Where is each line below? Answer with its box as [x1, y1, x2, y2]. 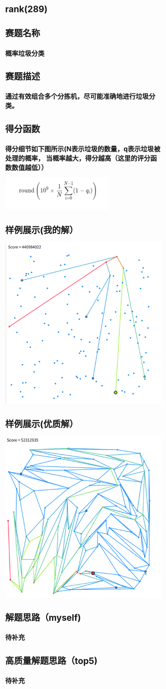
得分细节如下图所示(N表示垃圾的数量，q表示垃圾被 [5, 144, 161, 153]
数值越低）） [11, 163, 48, 172]
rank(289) [5, 3, 48, 15]
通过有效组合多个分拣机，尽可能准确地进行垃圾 [5, 92, 149, 101]
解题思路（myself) [5, 612, 81, 623]
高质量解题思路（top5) [5, 655, 98, 667]
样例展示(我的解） [5, 225, 79, 236]
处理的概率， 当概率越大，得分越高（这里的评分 [5, 154, 151, 162]
